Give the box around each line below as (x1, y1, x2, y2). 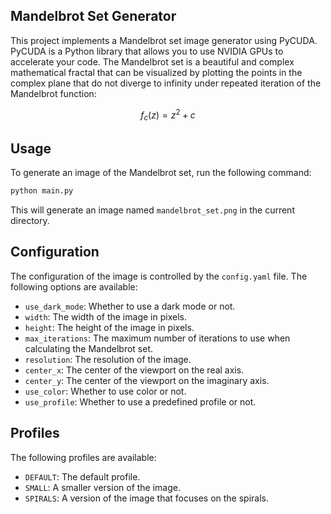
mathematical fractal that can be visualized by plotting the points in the (10, 66, 303, 78)
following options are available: (10, 280, 138, 293)
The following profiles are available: (10, 451, 157, 463)
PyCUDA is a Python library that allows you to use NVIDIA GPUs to (10, 45, 284, 57)
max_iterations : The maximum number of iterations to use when (24, 332, 291, 344)
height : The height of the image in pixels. (24, 321, 195, 333)
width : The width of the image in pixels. (24, 310, 187, 323)
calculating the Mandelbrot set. (24, 342, 154, 354)
